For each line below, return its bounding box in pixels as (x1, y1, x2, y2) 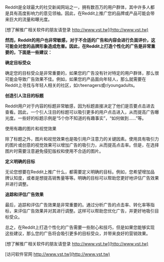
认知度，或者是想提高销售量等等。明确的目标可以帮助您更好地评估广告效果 (9, 175, 159, 181)
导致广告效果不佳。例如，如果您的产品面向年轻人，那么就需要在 (18, 76, 146, 82)
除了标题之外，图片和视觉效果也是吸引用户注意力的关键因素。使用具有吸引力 (5, 136, 159, 141)
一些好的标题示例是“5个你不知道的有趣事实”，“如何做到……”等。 (18, 115, 146, 121)
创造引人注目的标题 (5, 93, 44, 99)
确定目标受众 (5, 60, 31, 65)
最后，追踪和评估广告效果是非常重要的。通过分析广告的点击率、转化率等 (5, 202, 150, 207)
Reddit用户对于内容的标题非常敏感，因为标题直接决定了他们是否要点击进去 (5, 103, 155, 109)
